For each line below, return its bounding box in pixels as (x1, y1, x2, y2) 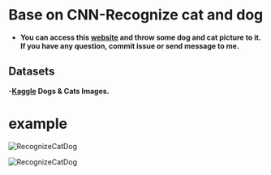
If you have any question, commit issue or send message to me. (19, 41, 239, 50)
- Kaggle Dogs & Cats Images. (8, 86, 110, 96)
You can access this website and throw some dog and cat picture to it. (19, 32, 261, 42)
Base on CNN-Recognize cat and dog (8, 6, 264, 24)
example (8, 114, 68, 133)
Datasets (8, 65, 55, 79)
